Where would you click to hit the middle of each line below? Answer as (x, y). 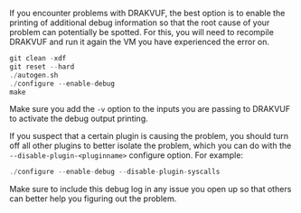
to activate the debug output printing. (79, 119)
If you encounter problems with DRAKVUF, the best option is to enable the (147, 13)
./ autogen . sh (34, 75)
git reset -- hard (42, 67)
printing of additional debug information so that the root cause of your (140, 23)
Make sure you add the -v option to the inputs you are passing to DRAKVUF (150, 109)
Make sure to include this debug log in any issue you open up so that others (150, 190)
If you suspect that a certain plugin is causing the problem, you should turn (149, 136)
